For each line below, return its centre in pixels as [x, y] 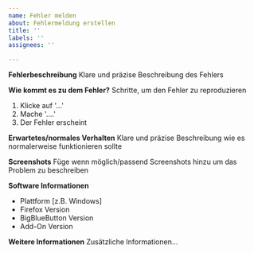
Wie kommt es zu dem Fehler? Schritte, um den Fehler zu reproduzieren [127, 90]
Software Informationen [49, 186]
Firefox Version [45, 210]
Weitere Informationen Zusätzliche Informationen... [93, 242]
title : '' [25, 30]
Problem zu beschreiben [49, 170]
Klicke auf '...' [41, 106]
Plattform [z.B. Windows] [61, 201]
